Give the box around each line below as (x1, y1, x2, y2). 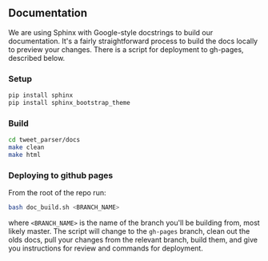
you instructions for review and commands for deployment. (8, 243, 204, 253)
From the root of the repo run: (8, 188, 106, 198)
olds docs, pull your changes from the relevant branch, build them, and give (8, 235, 258, 244)
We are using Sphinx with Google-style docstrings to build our (8, 27, 214, 37)
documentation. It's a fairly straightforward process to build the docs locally (8, 36, 258, 46)
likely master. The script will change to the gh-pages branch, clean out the (8, 226, 250, 235)
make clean (8, 143, 45, 151)
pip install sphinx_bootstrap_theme (8, 98, 130, 106)
